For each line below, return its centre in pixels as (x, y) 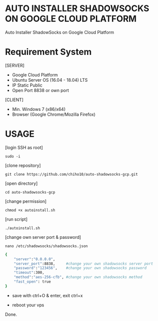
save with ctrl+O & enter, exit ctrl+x (47, 295)
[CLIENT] (14, 100)
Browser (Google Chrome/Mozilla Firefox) (54, 114)
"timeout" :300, (29, 273)
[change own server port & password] (43, 237)
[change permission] (26, 201)
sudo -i (13, 156)
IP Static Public (27, 85)
